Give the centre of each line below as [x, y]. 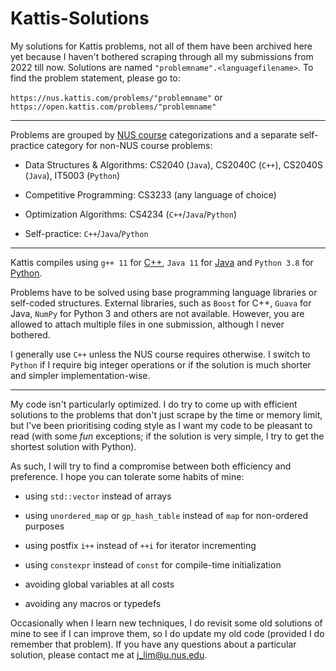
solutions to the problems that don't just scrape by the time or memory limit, [166, 414]
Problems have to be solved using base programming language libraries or [164, 292]
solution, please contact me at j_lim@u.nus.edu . [109, 654]
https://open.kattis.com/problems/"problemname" [113, 107]
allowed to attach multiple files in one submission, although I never [147, 324]
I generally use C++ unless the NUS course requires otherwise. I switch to [160, 354]
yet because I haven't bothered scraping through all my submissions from [162, 56]
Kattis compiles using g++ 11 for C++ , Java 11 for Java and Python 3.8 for [162, 262]
